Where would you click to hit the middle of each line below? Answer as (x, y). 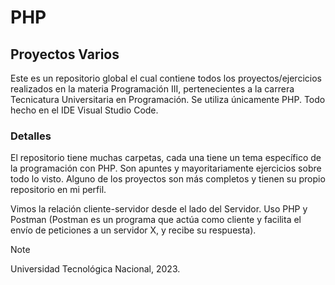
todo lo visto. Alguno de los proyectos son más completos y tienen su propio (168, 179)
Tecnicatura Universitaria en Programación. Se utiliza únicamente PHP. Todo (168, 99)
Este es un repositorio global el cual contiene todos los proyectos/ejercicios (166, 78)
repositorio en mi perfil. (58, 190)
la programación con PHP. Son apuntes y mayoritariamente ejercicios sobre (166, 168)
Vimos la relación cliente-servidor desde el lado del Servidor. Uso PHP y (159, 209)
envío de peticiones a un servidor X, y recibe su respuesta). (133, 230)
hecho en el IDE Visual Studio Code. (84, 110)
